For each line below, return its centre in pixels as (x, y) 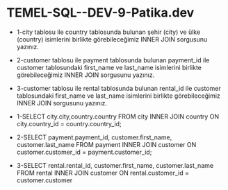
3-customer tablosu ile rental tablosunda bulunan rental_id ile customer (119, 88)
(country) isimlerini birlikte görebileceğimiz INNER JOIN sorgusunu (112, 39)
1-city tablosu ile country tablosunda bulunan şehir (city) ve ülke (108, 32)
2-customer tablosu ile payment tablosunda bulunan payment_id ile (113, 60)
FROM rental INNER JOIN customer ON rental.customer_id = (103, 173)
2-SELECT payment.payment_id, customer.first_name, (94, 137)
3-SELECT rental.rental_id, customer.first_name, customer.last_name (115, 165)
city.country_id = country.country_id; (69, 123)
